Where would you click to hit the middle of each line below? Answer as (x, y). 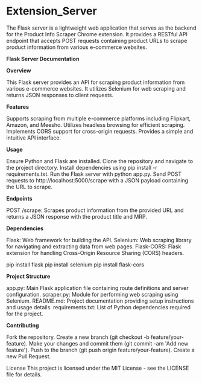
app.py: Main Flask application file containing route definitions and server (97, 288)
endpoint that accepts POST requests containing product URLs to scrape (97, 40)
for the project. (25, 314)
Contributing (23, 325)
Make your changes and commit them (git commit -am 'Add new (109, 343)
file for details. (24, 374)
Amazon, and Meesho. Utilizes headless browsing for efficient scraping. (96, 124)
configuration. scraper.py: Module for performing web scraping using (92, 294)
